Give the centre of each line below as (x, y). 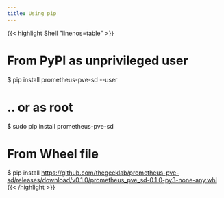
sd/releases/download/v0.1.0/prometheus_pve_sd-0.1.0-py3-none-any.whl (112, 180)
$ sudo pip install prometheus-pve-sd (61, 126)
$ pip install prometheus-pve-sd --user (62, 79)
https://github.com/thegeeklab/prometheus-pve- (110, 173)
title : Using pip (32, 13)
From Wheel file (53, 154)
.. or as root (40, 107)
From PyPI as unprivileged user (98, 61)
